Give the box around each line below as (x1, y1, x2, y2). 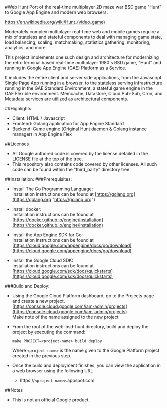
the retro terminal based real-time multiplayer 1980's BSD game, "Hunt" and (5, 60, 161, 65)
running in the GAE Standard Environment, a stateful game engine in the (5, 85, 153, 91)
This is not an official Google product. (12, 397, 90, 403)
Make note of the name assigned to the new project (12, 314, 119, 320)
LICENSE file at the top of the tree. (12, 156, 83, 162)
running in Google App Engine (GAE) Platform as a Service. (5, 65, 126, 71)
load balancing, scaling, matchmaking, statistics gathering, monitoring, (5, 39, 151, 45)
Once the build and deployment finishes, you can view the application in (12, 362, 161, 368)
